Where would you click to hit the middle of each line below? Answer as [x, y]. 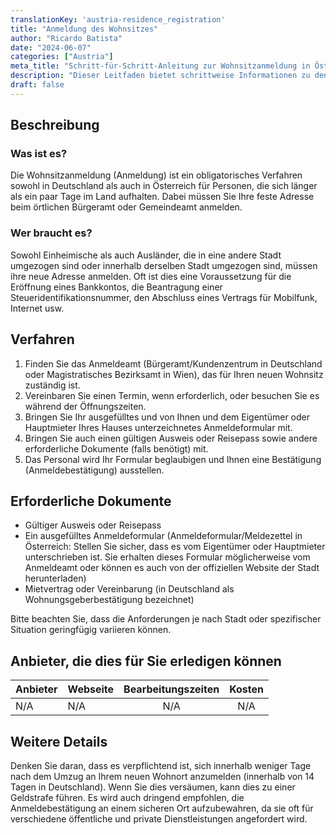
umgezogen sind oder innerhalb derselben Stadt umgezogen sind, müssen [164, 265]
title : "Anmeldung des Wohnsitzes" [84, 29]
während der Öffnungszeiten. [85, 406]
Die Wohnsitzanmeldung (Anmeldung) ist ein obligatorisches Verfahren [156, 175]
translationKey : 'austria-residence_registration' [118, 19]
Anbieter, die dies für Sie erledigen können [146, 661]
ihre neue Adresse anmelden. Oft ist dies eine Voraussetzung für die [151, 276]
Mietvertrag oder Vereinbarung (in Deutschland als [129, 589]
